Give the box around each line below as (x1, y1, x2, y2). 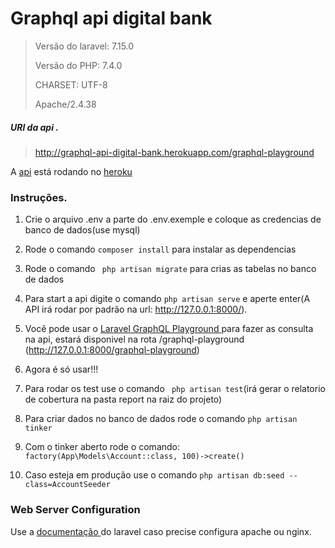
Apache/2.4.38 (34, 98, 97, 110)
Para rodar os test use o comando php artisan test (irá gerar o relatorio (24, 383, 326, 395)
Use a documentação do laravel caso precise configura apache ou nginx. (10, 525, 312, 537)
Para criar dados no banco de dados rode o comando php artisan (24, 413, 298, 425)
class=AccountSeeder (24, 480, 111, 490)
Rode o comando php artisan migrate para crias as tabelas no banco (24, 263, 317, 275)
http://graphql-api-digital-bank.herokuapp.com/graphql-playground (34, 146, 315, 158)
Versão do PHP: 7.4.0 (34, 59, 123, 71)
